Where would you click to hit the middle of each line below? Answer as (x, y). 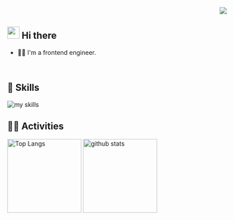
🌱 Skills (23, 88)
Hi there (39, 36)
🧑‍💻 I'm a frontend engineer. (56, 52)
